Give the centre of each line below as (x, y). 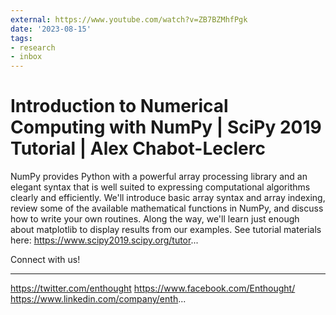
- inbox (26, 57)
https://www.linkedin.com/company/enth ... (98, 299)
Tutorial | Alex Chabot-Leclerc (138, 148)
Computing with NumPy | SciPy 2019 (166, 127)
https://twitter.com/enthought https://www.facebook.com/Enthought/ (153, 288)
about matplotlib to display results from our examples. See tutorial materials (166, 230)
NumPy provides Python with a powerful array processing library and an (159, 177)
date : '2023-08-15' (51, 29)
